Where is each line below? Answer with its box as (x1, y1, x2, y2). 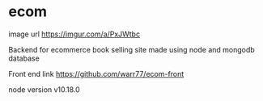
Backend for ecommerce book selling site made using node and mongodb (8, 44, 255, 54)
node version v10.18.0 (8, 84, 81, 95)
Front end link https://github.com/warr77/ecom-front (8, 69, 185, 78)
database (8, 53, 40, 63)
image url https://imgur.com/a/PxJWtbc (8, 29, 140, 39)
